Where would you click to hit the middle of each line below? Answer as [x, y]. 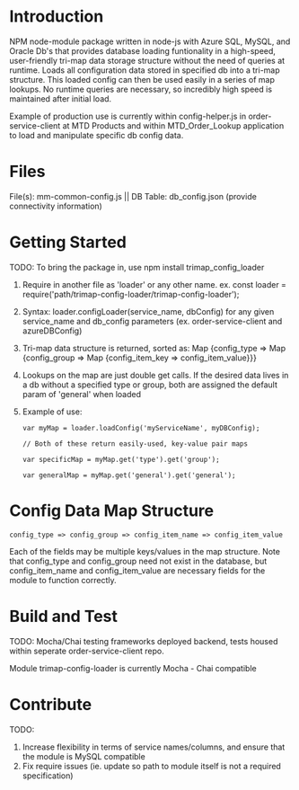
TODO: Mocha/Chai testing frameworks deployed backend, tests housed [144, 641]
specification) [48, 776]
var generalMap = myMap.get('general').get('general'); [129, 475]
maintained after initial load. [61, 98]
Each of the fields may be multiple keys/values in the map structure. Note [145, 551]
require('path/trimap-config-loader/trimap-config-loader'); [131, 294]
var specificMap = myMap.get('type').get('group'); [121, 459]
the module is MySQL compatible [84, 756]
